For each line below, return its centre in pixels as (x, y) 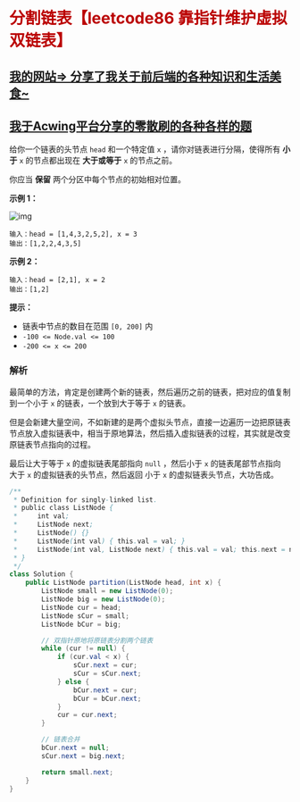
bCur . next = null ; (75, 748)
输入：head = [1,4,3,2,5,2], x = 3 (73, 234)
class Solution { (42, 574)
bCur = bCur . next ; (107, 698)
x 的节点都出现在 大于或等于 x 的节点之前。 (98, 161)
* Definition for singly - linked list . (85, 500)
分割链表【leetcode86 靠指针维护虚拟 (148, 18)
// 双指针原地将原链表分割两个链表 (97, 640)
